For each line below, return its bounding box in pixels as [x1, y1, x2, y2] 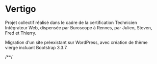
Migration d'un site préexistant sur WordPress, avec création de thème [5, 39, 148, 45]
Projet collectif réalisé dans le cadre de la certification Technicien [5, 20, 137, 25]
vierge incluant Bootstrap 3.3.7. [5, 44, 68, 50]
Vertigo [5, 3, 36, 15]
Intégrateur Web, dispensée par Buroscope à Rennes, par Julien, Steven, [5, 24, 152, 30]
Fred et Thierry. [5, 30, 37, 36]
